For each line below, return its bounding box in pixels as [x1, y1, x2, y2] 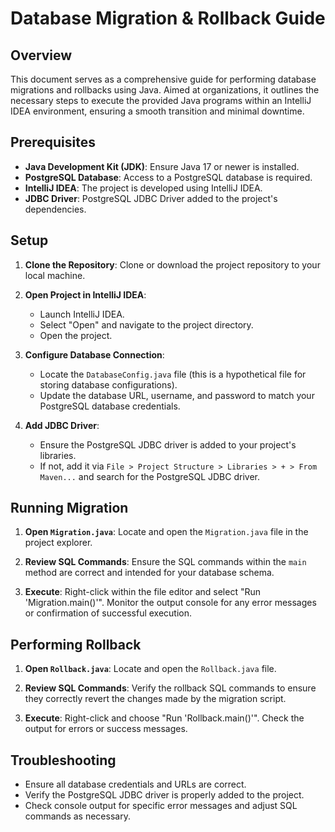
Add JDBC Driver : [24, 419, 100, 431]
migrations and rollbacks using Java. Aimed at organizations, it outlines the [10, 84, 320, 96]
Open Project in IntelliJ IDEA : [24, 288, 147, 301]
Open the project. [39, 329, 113, 341]
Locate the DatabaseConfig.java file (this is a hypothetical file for [39, 368, 307, 380]
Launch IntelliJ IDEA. [39, 308, 125, 320]
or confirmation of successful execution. [24, 607, 193, 619]
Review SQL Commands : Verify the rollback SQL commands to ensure [24, 682, 317, 694]
